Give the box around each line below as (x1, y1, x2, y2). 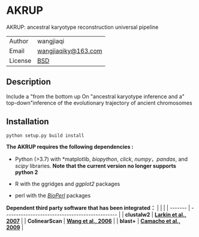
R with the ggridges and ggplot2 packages (14, 181, 120, 188)
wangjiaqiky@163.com (37, 46, 102, 55)
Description (6, 77, 51, 87)
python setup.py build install (6, 133, 85, 139)
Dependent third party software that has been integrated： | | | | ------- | (6, 205, 191, 212)
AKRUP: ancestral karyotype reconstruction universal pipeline (6, 23, 159, 31)
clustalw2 (125, 211, 150, 218)
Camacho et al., (140, 217, 181, 225)
